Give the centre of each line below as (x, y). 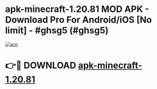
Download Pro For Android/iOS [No (78, 20)
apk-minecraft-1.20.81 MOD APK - (77, 9)
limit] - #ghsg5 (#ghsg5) (57, 30)
